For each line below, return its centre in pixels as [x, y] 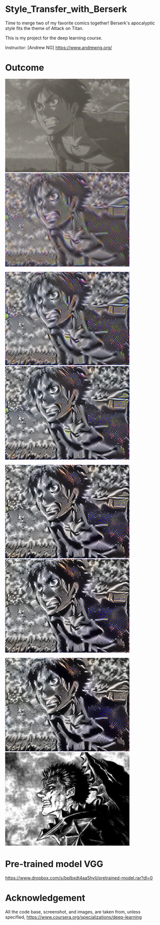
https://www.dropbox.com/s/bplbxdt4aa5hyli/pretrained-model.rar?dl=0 [79, 878]
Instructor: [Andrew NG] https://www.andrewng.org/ [59, 47]
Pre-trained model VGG [54, 864]
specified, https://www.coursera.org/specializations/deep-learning [74, 917]
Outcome [25, 68]
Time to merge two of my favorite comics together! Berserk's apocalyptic [80, 23]
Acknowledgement [45, 898]
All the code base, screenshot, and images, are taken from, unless [73, 912]
